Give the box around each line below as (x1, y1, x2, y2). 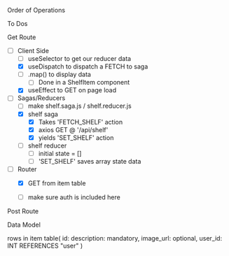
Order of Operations (7, 6, 65, 14)
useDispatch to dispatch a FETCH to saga (27, 62, 148, 71)
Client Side (17, 47, 49, 55)
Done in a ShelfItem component (38, 78, 130, 87)
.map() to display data (27, 70, 91, 79)
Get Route (7, 33, 36, 41)
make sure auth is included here (27, 193, 120, 201)
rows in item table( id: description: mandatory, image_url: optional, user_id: (7, 234, 223, 243)
